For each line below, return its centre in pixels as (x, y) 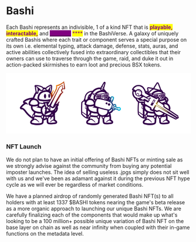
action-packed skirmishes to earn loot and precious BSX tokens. (84, 64)
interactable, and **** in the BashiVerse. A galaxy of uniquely (92, 33)
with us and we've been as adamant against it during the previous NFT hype (98, 178)
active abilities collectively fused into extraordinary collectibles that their (93, 52)
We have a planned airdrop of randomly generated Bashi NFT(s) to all (90, 196)
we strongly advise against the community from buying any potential (89, 165)
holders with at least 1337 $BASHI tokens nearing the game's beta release (96, 202)
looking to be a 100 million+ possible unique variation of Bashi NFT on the (95, 221)
